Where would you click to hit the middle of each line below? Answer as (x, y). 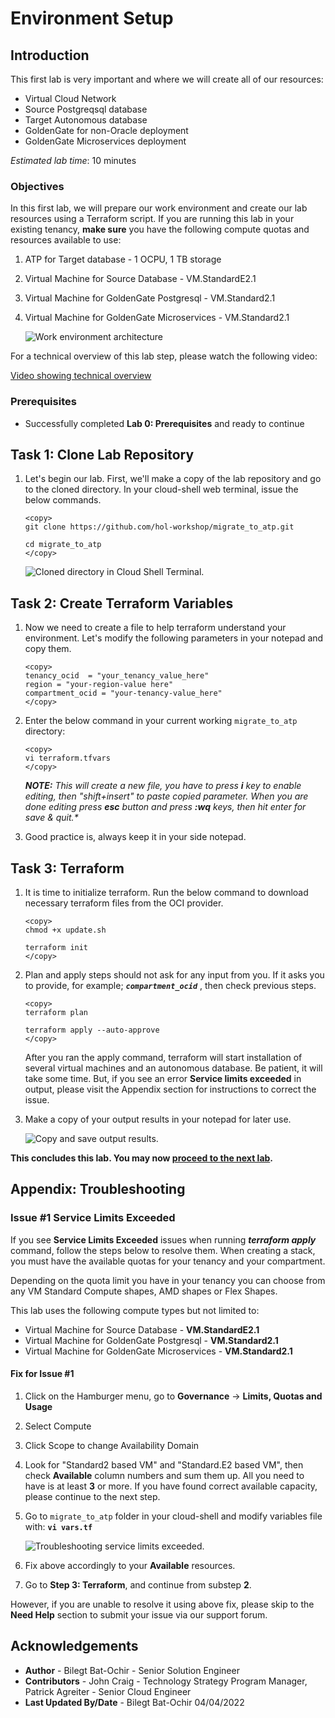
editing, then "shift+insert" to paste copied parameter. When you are (166, 796)
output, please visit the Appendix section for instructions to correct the (170, 1089)
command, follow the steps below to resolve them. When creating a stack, (163, 1250)
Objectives (37, 186)
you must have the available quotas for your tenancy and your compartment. (168, 1261)
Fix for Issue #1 (42, 1374)
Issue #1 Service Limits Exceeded (93, 1218)
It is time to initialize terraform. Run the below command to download (166, 893)
